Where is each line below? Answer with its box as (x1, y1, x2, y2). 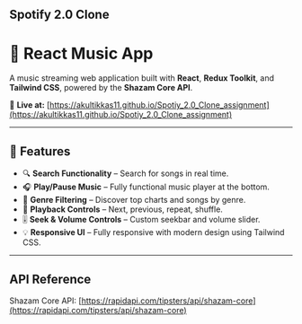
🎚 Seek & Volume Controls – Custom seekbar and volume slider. (22, 215, 261, 225)
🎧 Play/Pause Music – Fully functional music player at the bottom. (22, 181, 270, 192)
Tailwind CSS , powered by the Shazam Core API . (9, 83, 193, 93)
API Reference (9, 271, 92, 286)
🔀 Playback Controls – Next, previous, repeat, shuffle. (22, 204, 223, 215)
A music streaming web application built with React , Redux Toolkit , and (9, 73, 274, 83)
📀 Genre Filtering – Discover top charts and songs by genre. (22, 195, 246, 206)
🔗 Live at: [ (9, 100, 50, 110)
